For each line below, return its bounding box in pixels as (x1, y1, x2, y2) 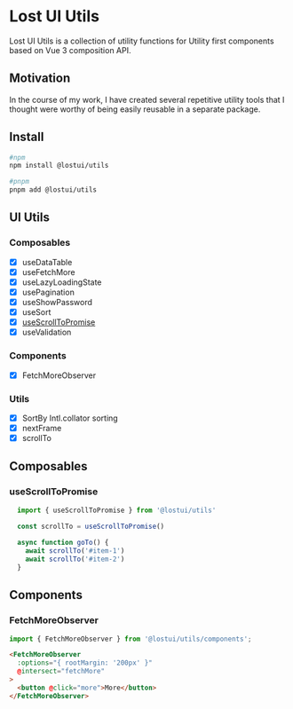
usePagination (21, 287, 75, 297)
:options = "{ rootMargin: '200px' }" (17, 658, 153, 667)
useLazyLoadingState (21, 277, 102, 288)
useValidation (21, 327, 72, 338)
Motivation (9, 71, 71, 86)
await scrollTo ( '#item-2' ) (25, 555, 125, 564)
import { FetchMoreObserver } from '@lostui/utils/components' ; (9, 634, 252, 643)
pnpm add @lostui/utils (9, 185, 98, 194)
